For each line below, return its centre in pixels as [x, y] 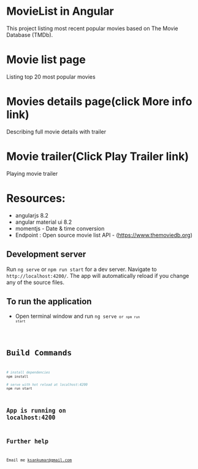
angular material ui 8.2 [44, 222]
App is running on [36, 411]
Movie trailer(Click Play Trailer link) [97, 156]
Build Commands [39, 353]
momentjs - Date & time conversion [60, 228]
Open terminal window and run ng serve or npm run [78, 316]
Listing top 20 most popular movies [51, 77]
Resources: [36, 198]
